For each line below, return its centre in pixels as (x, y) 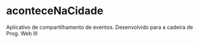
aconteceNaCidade (55, 11)
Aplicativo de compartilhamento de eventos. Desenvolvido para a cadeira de (99, 27)
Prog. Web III (22, 33)
